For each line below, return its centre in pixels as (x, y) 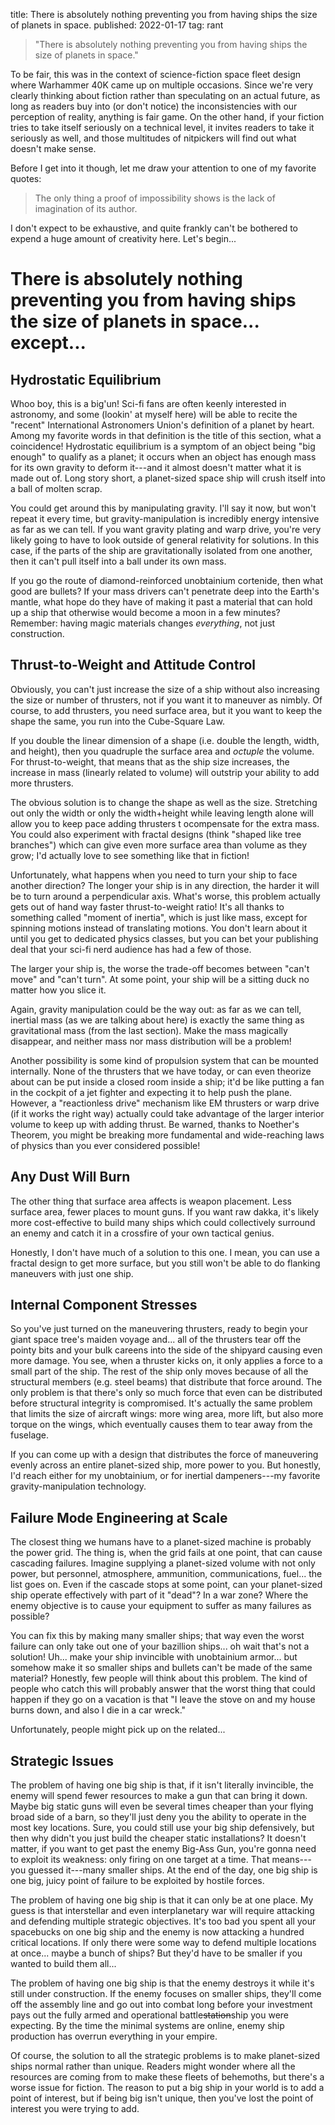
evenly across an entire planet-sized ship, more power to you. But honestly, (166, 1465)
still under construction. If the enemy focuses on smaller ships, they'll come (166, 1994)
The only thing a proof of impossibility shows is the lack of (155, 198)
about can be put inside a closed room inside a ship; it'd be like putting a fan (167, 1081)
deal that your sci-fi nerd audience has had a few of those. (131, 949)
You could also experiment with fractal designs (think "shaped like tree (156, 834)
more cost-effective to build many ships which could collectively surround (163, 1222)
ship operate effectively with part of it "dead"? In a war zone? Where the (159, 1595)
